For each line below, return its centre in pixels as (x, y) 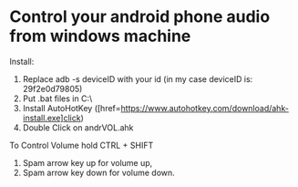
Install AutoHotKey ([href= (72, 108)
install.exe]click (51, 118)
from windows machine (100, 36)
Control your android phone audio (140, 17)
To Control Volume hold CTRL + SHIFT (82, 145)
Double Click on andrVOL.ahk (78, 127)
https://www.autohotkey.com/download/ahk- (205, 108)
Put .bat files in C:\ (57, 99)
